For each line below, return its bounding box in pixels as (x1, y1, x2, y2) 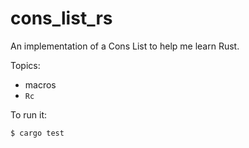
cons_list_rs (10, 7, 113, 30)
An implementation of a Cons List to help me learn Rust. (10, 40, 240, 52)
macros (24, 78, 57, 91)
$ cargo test (10, 128, 65, 138)
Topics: (10, 59, 41, 71)
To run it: (10, 108, 48, 121)
